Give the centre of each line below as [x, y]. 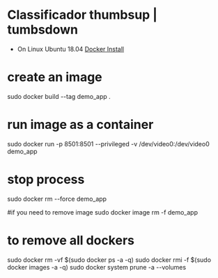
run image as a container [80, 125]
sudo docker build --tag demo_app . [59, 96]
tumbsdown [43, 30]
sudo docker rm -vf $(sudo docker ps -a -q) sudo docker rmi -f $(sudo [109, 260]
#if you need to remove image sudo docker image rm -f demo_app [103, 212]
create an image [55, 77]
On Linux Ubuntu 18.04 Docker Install [70, 49]
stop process [46, 179]
